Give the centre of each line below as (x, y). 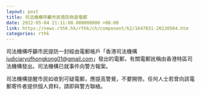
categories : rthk (28, 34)
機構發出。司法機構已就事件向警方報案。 (61, 66)
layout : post (22, 12)
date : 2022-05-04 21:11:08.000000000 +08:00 (63, 23)
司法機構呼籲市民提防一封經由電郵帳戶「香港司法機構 (72, 52)
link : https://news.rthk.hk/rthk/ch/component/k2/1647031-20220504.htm (97, 28)
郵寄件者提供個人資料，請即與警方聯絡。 (56, 86)
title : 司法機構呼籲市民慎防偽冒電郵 (47, 17)
